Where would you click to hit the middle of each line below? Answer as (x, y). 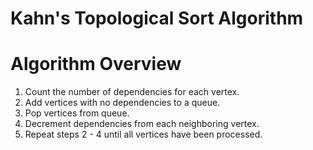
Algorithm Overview (96, 64)
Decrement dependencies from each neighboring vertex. (142, 124)
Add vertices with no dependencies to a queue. (122, 103)
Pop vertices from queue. (77, 113)
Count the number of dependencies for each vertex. (132, 92)
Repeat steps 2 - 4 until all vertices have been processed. (143, 134)
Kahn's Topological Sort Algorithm (157, 18)
